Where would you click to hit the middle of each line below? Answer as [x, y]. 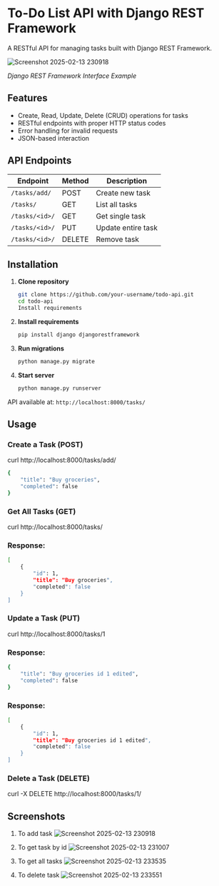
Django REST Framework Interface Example [72, 76]
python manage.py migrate [56, 361]
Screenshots [36, 816]
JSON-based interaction [54, 138]
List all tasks [117, 204]
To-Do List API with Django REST [106, 13]
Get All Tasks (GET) [42, 511]
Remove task [117, 239]
